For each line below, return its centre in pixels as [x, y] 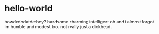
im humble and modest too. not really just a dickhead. [58, 26]
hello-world [29, 8]
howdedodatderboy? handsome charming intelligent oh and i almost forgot [79, 22]
